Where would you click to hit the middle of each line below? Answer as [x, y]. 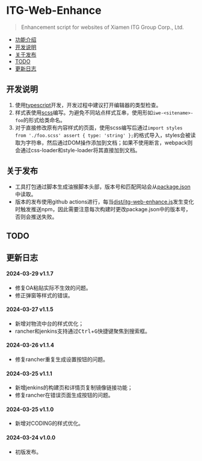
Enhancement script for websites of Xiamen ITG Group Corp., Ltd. [103, 27]
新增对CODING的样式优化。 [49, 423]
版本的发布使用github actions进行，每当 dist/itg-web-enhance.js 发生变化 [104, 202]
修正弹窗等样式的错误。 [44, 295]
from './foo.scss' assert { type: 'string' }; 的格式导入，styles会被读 [105, 135]
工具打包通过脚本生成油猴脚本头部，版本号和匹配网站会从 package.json [103, 187]
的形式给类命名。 [44, 120]
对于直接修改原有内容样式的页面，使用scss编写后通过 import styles [99, 128]
